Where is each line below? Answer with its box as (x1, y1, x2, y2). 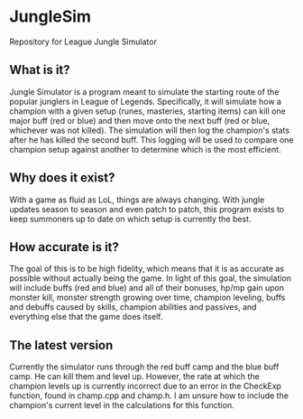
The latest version (9, 337, 114, 353)
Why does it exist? (9, 170, 115, 186)
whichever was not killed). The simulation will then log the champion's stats (9, 125, 290, 135)
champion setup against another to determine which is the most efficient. (9, 144, 281, 154)
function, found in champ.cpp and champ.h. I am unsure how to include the (9, 390, 289, 401)
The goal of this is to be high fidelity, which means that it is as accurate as (9, 264, 285, 275)
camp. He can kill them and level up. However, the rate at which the (9, 371, 260, 382)
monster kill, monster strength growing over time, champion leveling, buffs (9, 292, 286, 303)
